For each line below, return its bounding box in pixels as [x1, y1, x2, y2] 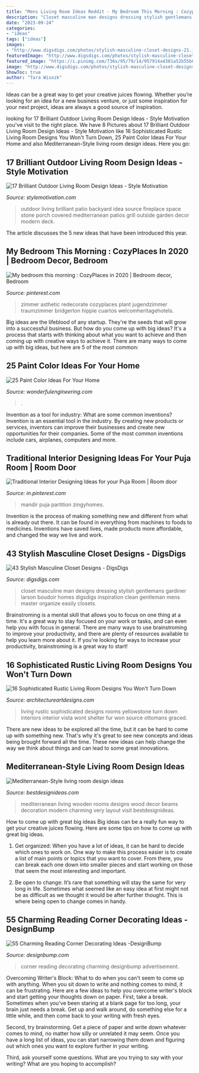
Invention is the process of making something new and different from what [6, 513, 188, 520]
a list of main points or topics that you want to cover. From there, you [14, 854, 183, 862]
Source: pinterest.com [6, 289, 60, 296]
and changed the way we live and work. [6, 531, 104, 539]
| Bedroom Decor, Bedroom [6, 256, 108, 266]
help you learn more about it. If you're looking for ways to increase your [6, 637, 181, 644]
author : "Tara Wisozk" [6, 75, 62, 81]
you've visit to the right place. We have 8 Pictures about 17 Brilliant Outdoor [6, 121, 190, 128]
